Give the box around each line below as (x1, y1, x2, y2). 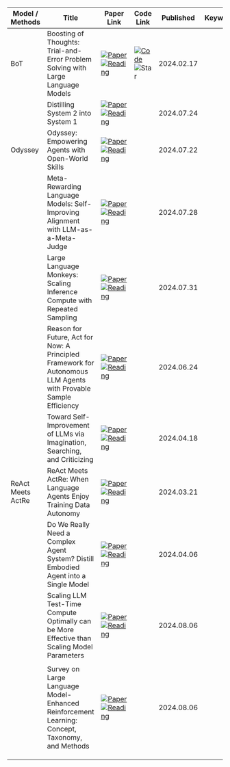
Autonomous (47, 367, 88, 376)
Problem (64, 55, 92, 64)
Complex (47, 537, 76, 546)
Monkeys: (47, 270, 79, 279)
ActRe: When (47, 475, 89, 484)
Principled (47, 350, 80, 359)
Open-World (47, 154, 88, 163)
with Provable (47, 384, 91, 393)
